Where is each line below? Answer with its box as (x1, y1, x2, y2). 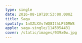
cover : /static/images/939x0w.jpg (5, 30, 77, 35)
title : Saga (5, 16, 30, 21)
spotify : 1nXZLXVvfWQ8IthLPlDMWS (5, 21, 75, 26)
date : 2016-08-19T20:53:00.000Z (5, 12, 72, 17)
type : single (5, 7, 32, 12)
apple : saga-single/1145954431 (5, 26, 70, 31)
